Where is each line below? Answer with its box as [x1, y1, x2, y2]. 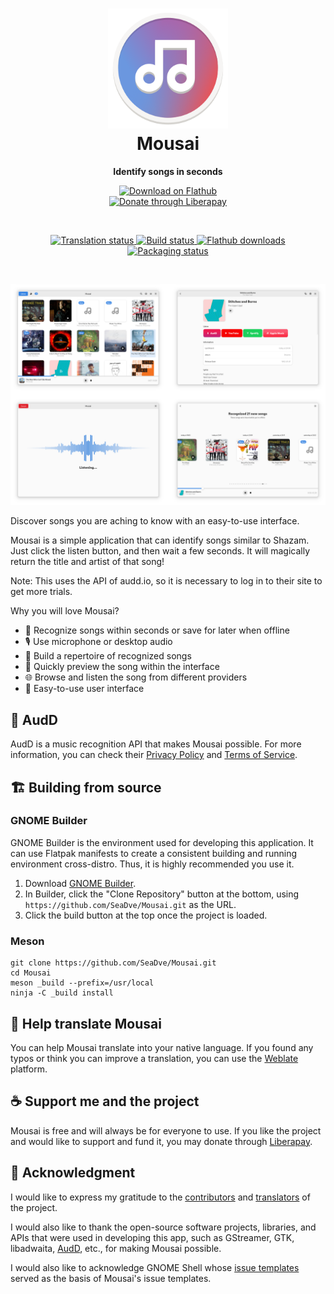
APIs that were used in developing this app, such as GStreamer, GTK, [10, 1231, 295, 1243]
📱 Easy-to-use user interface [24, 683, 145, 695]
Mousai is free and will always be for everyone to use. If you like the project [10, 1124, 322, 1137]
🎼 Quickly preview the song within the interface [24, 661, 220, 673]
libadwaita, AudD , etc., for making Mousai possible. [10, 1242, 222, 1254]
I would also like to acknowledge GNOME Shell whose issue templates [10, 1261, 300, 1273]
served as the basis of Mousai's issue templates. [10, 1272, 212, 1284]
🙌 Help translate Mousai [10, 1015, 162, 1032]
